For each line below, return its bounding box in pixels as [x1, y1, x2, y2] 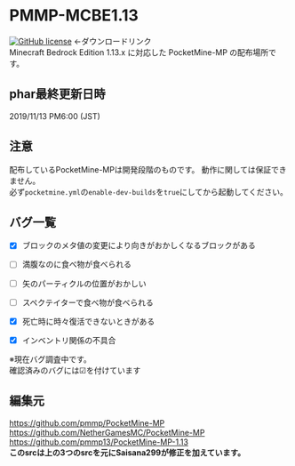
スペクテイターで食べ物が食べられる [21, 297, 154, 308]
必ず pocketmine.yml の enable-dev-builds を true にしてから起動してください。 [9, 186, 289, 197]
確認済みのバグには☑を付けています [9, 365, 141, 375]
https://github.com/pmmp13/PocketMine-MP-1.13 [9, 437, 189, 447]
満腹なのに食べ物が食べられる [21, 259, 132, 269]
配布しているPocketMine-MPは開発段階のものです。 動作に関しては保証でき [9, 164, 287, 174]
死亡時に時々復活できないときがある [21, 316, 155, 326]
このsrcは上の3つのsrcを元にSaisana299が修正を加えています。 [9, 446, 246, 458]
